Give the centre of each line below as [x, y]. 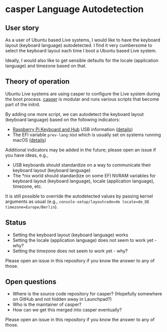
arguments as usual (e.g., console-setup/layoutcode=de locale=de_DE [77, 201]
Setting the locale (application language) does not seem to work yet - [85, 240]
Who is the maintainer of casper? [47, 305]
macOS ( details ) [29, 140]
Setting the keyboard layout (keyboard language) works [70, 235]
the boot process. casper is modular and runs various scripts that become [82, 99]
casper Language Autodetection [74, 9]
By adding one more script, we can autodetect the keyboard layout [74, 114]
